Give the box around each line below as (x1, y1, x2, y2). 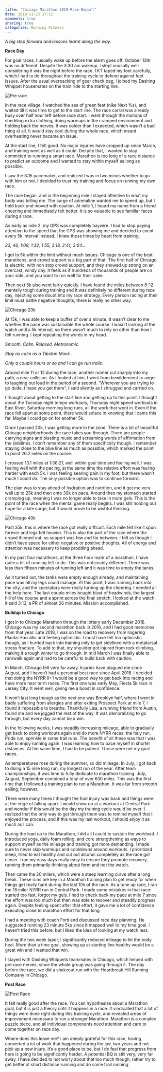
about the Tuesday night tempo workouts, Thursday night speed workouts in (5, 400, 158, 406)
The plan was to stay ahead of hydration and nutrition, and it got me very (5, 485, 151, 491)
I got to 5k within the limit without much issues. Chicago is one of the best (5, 252, 153, 258)
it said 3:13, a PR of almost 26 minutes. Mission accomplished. (5, 600, 130, 606)
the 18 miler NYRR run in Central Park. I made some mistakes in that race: (5, 887, 151, 893)
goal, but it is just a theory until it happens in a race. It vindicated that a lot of (5, 1006, 158, 1012)
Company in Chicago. (5, 972, 49, 978)
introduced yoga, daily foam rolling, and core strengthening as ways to (5, 836, 147, 842)
